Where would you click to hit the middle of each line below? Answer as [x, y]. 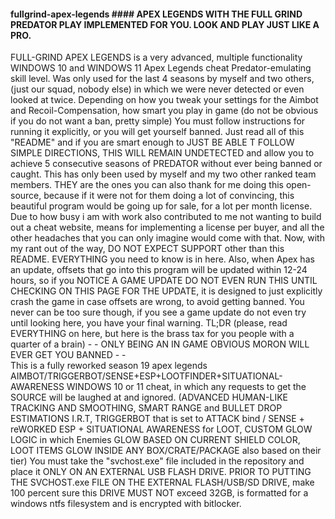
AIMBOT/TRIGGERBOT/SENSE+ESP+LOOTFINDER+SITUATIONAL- [146, 376]
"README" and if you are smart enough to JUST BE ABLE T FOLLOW [152, 142]
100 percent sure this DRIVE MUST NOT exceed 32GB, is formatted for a [159, 493]
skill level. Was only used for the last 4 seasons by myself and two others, [162, 79]
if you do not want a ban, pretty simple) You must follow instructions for [158, 121]
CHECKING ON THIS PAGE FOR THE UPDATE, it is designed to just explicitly [166, 291]
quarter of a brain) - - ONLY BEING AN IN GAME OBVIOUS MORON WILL [160, 344]
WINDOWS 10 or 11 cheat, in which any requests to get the [186, 387]
